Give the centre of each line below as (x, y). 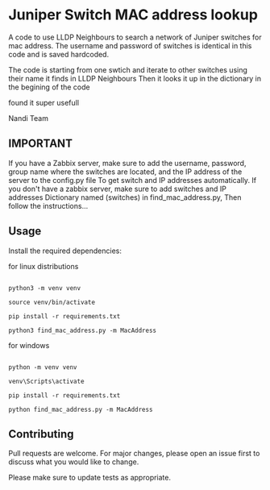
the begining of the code (49, 87)
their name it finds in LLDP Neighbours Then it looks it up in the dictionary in (135, 78)
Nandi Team (28, 118)
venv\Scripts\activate (46, 381)
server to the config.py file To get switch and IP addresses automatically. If (133, 180)
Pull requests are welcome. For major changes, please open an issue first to (134, 454)
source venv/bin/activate (52, 302)
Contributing (41, 434)
